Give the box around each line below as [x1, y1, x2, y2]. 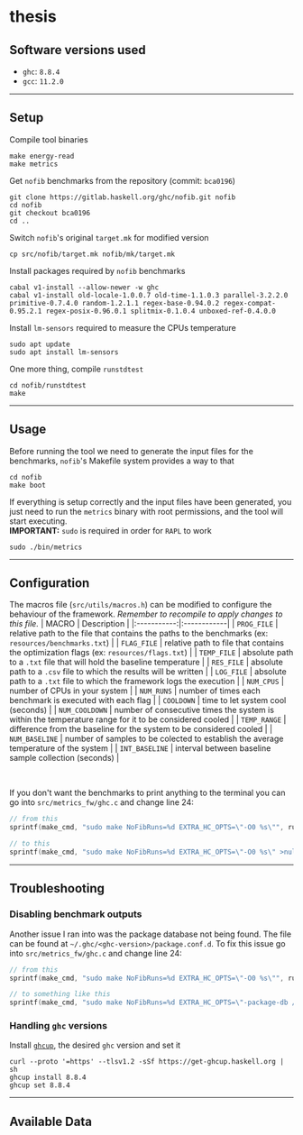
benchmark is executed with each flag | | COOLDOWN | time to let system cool [9, 695, 287, 706]
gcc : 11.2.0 [22, 76, 65, 87]
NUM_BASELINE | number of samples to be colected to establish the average [9, 733, 284, 745]
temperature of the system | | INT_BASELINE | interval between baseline [9, 743, 271, 754]
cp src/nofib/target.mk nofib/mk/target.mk [9, 250, 176, 259]
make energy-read [9, 151, 75, 160]
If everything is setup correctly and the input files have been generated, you [9, 496, 292, 507]
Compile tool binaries [9, 133, 88, 145]
